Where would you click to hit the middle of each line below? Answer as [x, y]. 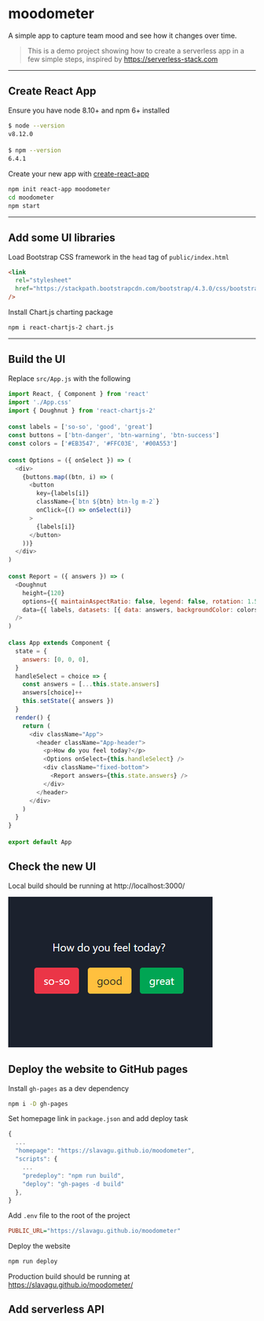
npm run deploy [33, 1262]
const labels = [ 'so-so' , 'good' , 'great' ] [81, 427]
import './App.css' [40, 402]
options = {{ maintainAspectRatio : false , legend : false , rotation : [133, 601]
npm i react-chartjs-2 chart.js [61, 327]
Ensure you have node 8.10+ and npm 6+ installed [89, 110]
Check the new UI [52, 867]
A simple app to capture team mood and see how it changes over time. [123, 35]
